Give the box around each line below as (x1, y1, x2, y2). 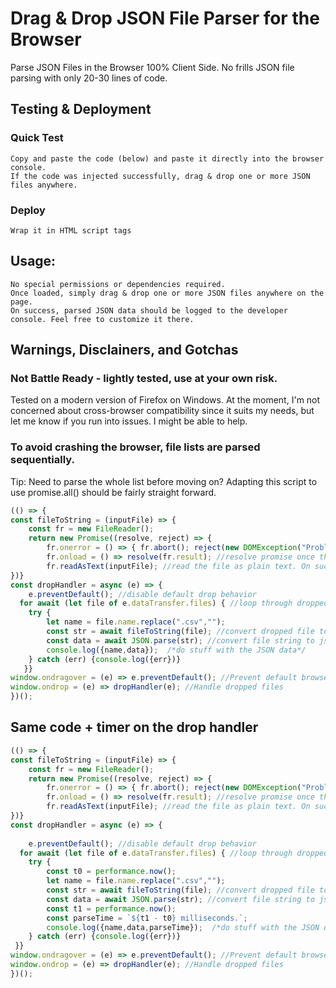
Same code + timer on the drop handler (10, 719, 259, 736)
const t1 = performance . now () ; (46, 903, 177, 914)
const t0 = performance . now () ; (46, 867, 177, 877)
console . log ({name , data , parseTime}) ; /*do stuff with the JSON (46, 922, 320, 932)
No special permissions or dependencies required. (10, 279, 226, 289)
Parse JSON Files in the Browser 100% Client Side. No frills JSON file (10, 61, 295, 73)
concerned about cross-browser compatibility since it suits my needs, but (10, 405, 315, 417)
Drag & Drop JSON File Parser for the (10, 7, 320, 30)
